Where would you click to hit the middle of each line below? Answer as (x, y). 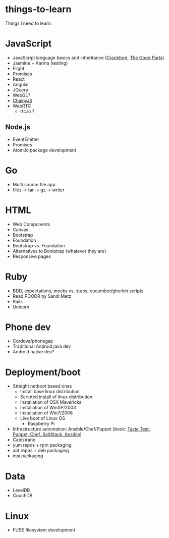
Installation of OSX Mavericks (51, 402)
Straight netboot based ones (42, 386)
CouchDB (22, 496)
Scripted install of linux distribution (56, 397)
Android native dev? (33, 352)
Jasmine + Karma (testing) (40, 63)
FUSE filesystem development (44, 530)
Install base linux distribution (50, 392)
